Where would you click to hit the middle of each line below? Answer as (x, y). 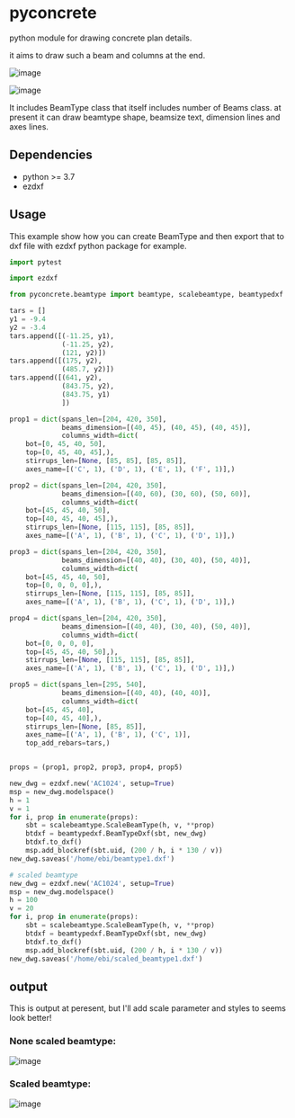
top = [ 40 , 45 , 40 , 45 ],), (72, 519)
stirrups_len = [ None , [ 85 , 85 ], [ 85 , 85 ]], (106, 461)
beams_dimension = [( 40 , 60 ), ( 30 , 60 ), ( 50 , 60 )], (156, 494)
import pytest (36, 262)
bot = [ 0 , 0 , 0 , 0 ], (60, 643)
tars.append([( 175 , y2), (56, 361)
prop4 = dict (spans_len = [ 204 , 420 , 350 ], (88, 619)
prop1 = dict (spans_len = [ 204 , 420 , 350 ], (88, 419)
